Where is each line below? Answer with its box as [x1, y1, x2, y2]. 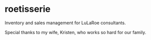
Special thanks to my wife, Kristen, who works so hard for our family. [4, 29, 146, 35]
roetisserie [4, 3, 51, 15]
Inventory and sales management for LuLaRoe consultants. [4, 20, 126, 26]
